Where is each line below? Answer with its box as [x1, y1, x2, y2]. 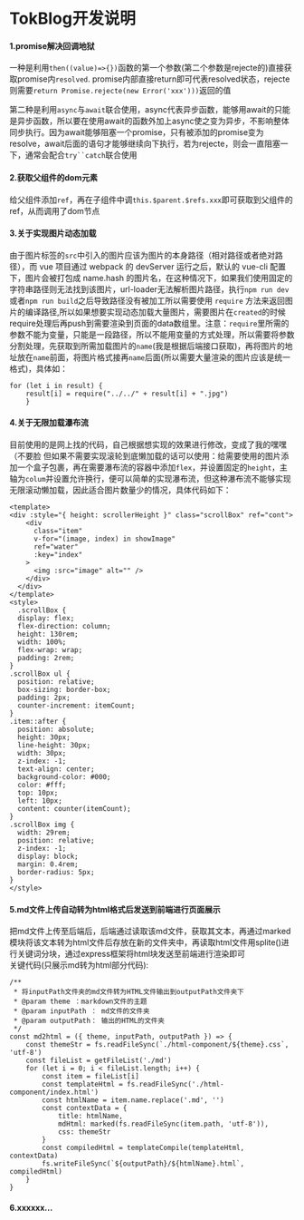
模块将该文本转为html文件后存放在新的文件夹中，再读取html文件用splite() [9, 937, 282, 948]
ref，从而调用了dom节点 [9, 205, 100, 216]
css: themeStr [57, 1127, 111, 1137]
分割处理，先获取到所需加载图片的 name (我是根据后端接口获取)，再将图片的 [9, 340, 285, 351]
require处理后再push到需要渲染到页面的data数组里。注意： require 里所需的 [9, 317, 290, 328]
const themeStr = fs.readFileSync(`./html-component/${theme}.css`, [25, 1040, 290, 1049]
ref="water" [33, 542, 79, 551]
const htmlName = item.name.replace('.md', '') [42, 1096, 224, 1105]
